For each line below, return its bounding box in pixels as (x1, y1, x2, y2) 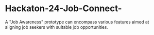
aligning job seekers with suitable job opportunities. (5, 24, 108, 30)
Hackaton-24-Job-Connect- (5, 3, 122, 14)
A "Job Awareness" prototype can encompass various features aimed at (5, 19, 149, 25)
